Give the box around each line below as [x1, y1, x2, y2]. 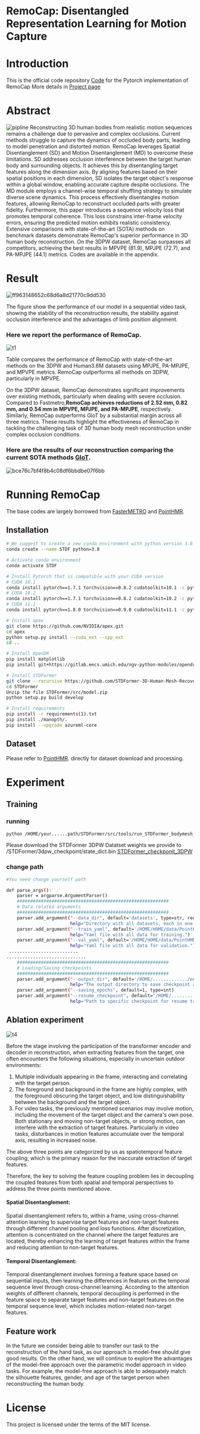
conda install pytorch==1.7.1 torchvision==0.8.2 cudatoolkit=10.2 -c [6, 596, 185, 602]
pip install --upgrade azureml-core [6, 722, 97, 728]
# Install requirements [6, 705, 65, 712]
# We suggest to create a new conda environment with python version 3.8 [6, 541, 193, 547]
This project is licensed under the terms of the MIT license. [6, 1421, 151, 1428]
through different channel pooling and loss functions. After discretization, [6, 1224, 186, 1232]
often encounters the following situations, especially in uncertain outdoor [6, 1055, 186, 1062]
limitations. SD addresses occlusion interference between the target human [6, 155, 192, 163]
